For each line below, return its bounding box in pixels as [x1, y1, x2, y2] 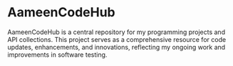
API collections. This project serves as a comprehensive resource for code [7, 35, 227, 43]
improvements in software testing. [7, 50, 108, 59]
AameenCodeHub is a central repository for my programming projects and [7, 28, 226, 36]
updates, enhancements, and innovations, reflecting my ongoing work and [7, 43, 226, 51]
